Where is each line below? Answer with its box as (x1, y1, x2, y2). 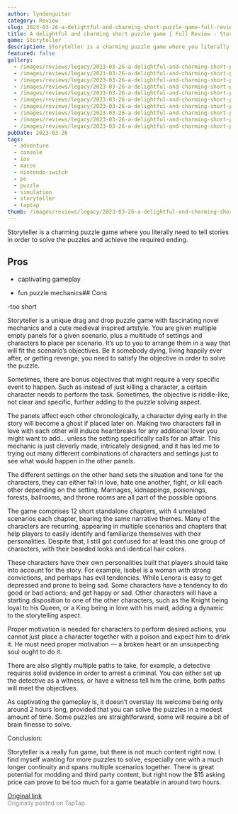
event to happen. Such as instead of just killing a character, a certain (7, 383, 208, 391)
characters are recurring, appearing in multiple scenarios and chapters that (7, 522, 227, 530)
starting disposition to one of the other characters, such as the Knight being (7, 595, 229, 604)
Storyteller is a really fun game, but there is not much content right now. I (7, 747, 221, 756)
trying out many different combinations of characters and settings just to (7, 449, 219, 458)
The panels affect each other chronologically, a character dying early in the (7, 411, 227, 419)
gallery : (7, 57, 33, 64)
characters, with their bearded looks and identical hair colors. (7, 544, 186, 553)
